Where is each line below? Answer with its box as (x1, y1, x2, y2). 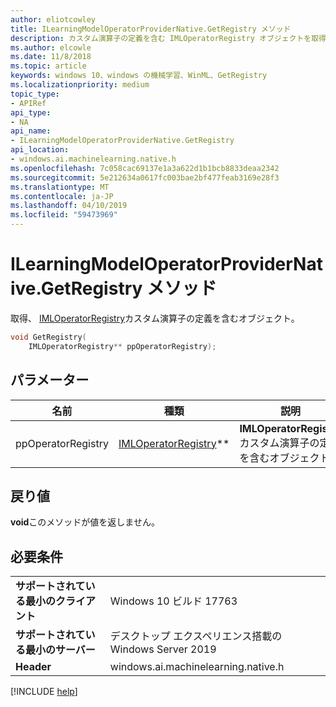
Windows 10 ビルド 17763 (109, 594, 238, 608)
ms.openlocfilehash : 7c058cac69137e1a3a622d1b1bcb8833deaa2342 (10, 163, 280, 173)
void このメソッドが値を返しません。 (10, 516, 160, 528)
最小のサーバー (25, 643, 96, 657)
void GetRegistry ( (10, 332, 87, 342)
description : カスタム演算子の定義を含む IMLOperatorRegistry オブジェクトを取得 (10, 33, 327, 43)
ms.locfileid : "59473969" (10, 210, 118, 220)
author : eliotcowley (10, 14, 97, 25)
